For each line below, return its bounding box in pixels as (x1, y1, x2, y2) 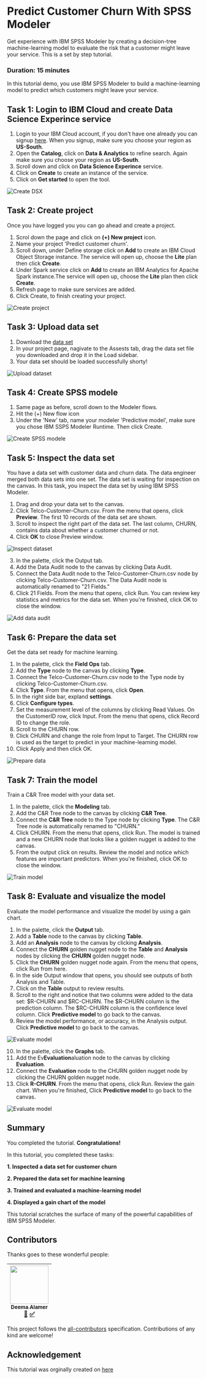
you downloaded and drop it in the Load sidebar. (15, 351, 139, 358)
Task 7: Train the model (7, 775, 97, 785)
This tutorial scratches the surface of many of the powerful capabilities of (7, 1210, 193, 1218)
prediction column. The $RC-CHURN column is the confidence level (15, 1004, 188, 1012)
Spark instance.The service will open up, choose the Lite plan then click (15, 272, 198, 280)
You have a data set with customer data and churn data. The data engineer (7, 469, 196, 477)
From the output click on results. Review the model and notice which (15, 848, 189, 856)
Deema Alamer (10, 1304, 48, 1311)
